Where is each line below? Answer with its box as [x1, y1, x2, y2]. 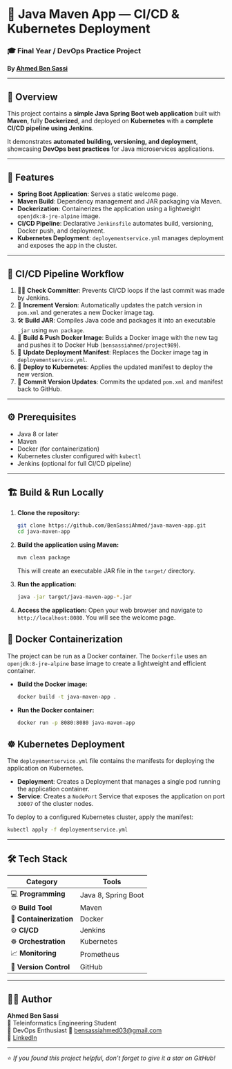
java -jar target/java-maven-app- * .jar [17, 593, 133, 601]
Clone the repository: [17, 508, 80, 516]
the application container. [17, 785, 90, 793]
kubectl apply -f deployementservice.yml [7, 827, 128, 834]
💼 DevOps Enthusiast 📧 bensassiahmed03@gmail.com [7, 1026, 162, 1034]
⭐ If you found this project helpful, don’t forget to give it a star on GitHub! [7, 1054, 216, 1062]
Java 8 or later [17, 429, 59, 438]
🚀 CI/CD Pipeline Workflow [7, 268, 124, 280]
